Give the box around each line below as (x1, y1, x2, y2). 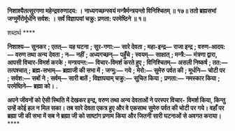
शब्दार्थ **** (7, 29, 36, 36)
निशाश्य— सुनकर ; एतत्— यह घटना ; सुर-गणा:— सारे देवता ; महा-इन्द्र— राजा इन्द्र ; (7, 43, 197, 50)
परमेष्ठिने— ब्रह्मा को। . (7, 82, 58, 90)
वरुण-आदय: (197, 43, 226, 50)
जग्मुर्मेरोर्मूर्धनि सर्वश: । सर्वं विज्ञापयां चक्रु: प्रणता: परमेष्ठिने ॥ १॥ (7, 15, 146, 22)
